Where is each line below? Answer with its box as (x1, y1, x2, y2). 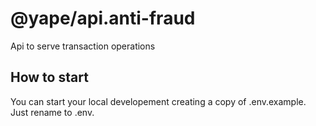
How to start (10, 69, 89, 86)
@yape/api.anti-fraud (10, 7, 196, 30)
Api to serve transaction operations (10, 40, 156, 52)
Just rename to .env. (10, 106, 95, 118)
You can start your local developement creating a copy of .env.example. (10, 95, 307, 107)
